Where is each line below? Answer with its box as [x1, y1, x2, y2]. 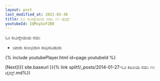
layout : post [5, 7, 32, 12]
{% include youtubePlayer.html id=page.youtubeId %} [5, 55, 116, 61]
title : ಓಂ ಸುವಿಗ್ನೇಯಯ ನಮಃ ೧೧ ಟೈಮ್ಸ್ [5, 16, 70, 21]
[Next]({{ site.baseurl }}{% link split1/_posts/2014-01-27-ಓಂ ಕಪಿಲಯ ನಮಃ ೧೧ [5, 64, 156, 70]
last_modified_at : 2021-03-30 [5, 12, 68, 17]
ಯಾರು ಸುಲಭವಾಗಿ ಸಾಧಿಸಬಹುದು [12, 45, 62, 51]
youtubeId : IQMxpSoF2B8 [5, 21, 55, 26]
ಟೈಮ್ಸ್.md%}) [5, 70, 31, 76]
